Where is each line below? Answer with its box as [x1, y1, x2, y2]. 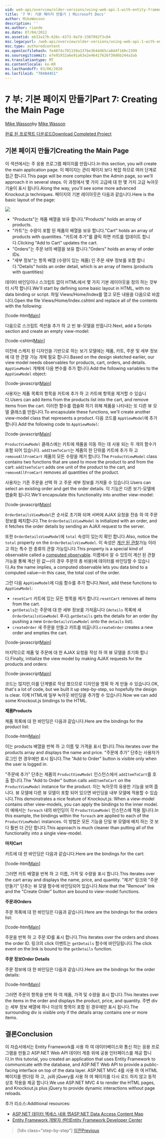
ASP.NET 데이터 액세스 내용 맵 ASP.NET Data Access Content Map [12, 1111, 144, 1117]
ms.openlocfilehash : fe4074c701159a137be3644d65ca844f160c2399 [5, 48, 137, 53]
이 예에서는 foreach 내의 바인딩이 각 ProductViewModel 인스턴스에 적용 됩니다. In [5, 807, 159, 813]
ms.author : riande [5, 26, 43, 30]
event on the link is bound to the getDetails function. [5, 946, 113, 951]
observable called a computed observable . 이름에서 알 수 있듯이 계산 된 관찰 [5, 552, 156, 558]
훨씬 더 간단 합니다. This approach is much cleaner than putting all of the [10, 824, 154, 830]
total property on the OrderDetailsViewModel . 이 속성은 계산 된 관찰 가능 [5, 540, 147, 545]
